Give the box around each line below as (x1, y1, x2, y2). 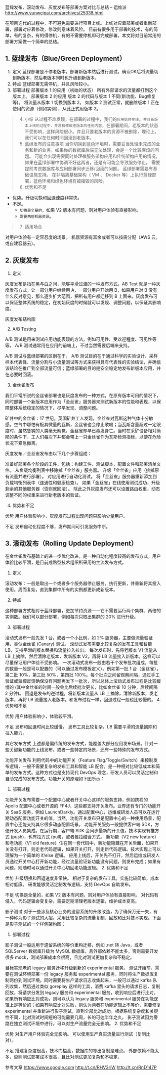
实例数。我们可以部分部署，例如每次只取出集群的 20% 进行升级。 (5, 614, 138, 620)
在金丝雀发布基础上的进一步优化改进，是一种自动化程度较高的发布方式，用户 (5, 553, 161, 559)
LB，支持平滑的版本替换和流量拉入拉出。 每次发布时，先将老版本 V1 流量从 (5, 647, 158, 653)
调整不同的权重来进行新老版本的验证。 (5, 492, 83, 498)
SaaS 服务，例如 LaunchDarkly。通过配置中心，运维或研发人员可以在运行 (10, 809, 160, 815)
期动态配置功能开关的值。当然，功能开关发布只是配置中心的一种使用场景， (5, 815, 157, 821)
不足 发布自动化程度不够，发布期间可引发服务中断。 (5, 523, 110, 529)
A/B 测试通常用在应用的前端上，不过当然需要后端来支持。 (14, 342, 132, 348)
